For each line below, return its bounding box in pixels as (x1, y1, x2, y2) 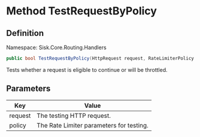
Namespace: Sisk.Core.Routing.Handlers (6, 44, 107, 51)
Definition (6, 28, 44, 38)
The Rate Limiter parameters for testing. (37, 121, 149, 129)
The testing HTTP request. (37, 111, 111, 120)
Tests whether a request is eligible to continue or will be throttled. (6, 66, 168, 73)
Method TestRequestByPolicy (6, 4, 157, 18)
